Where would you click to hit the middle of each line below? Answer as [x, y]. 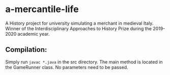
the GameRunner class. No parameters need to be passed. [67, 67]
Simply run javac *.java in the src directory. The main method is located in [84, 62]
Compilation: [26, 50]
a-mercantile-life [42, 9]
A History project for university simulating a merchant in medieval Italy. [79, 23]
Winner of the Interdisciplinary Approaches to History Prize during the [78, 28]
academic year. [34, 34]
